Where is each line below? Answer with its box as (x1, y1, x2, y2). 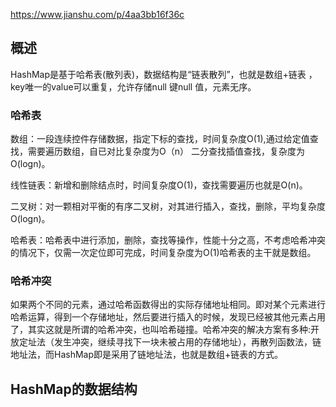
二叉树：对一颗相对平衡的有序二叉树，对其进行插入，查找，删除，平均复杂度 (10, 200, 326, 213)
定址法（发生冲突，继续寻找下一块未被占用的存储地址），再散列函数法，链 (18, 336, 322, 348)
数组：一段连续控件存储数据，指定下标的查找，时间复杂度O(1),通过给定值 (10, 133, 310, 145)
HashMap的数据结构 (10, 380, 138, 398)
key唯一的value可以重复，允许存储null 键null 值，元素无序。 (10, 80, 257, 93)
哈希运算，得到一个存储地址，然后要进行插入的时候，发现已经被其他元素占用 (10, 311, 326, 323)
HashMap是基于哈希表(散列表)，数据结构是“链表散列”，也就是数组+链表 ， (10, 68, 318, 80)
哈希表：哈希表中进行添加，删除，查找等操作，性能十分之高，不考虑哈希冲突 (10, 234, 326, 246)
